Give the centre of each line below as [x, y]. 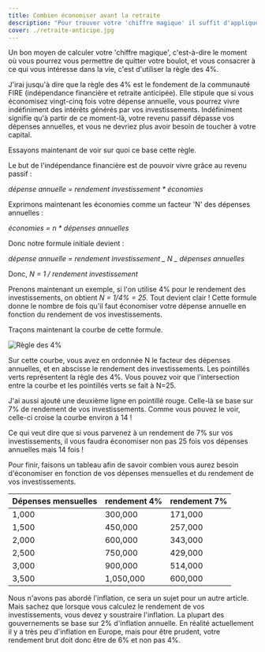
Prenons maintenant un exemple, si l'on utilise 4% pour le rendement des [127, 290]
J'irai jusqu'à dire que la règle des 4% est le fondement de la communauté [129, 84]
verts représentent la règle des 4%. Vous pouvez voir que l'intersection [124, 377]
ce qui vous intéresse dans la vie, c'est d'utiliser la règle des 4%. [114, 69]
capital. [20, 135]
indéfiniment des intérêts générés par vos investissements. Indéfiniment [125, 110]
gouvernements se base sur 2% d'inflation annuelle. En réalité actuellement [131, 624]
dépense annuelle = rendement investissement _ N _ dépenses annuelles [127, 259]
